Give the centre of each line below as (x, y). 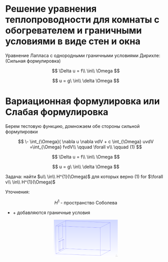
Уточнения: (18, 192)
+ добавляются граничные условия (51, 213)
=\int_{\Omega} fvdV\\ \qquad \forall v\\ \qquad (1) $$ (86, 147)
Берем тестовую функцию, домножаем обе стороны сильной (73, 126)
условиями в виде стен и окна (73, 42)
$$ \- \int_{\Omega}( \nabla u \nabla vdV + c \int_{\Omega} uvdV (86, 141)
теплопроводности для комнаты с (82, 20)
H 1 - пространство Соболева (86, 202)
